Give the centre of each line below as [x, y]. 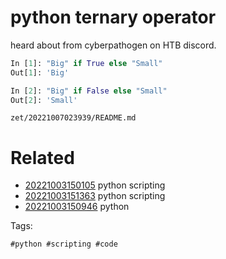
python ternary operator [113, 17]
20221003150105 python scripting [95, 185]
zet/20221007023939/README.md [73, 118]
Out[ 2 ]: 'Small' [44, 100]
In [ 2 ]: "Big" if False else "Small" [89, 91]
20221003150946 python [77, 207]
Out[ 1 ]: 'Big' [40, 72]
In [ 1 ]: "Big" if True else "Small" [86, 63]
